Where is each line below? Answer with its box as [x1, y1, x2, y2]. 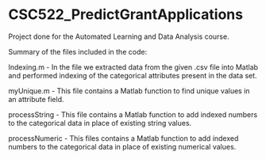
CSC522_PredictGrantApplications [8, 6, 244, 24]
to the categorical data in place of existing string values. [8, 118, 192, 127]
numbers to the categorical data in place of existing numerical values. [8, 142, 237, 151]
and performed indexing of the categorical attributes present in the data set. [8, 70, 257, 80]
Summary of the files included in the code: [8, 47, 148, 56]
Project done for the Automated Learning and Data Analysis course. [8, 32, 229, 41]
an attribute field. [8, 94, 65, 104]
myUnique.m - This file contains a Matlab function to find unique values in [8, 85, 250, 96]
